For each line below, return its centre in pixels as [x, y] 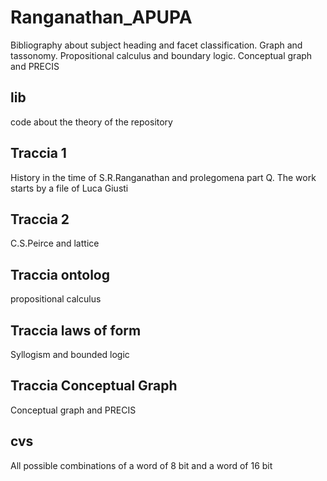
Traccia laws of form [76, 330]
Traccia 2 [40, 219]
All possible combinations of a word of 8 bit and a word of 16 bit [141, 465]
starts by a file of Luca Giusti [69, 188]
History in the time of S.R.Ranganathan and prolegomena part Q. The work [163, 177]
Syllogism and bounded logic [70, 354]
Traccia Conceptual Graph [94, 386]
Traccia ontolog [60, 274]
